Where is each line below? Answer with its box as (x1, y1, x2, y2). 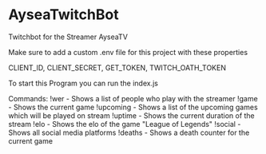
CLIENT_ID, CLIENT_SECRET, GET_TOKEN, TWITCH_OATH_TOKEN (8, 62, 226, 73)
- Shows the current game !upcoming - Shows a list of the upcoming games (8, 102, 258, 112)
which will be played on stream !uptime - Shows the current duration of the (8, 110, 256, 120)
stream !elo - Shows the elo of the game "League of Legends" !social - (8, 119, 241, 128)
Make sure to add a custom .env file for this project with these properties (8, 47, 248, 57)
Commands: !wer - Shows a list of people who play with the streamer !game (8, 93, 258, 103)
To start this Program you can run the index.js (8, 78, 158, 88)
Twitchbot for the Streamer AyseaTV (8, 32, 128, 41)
